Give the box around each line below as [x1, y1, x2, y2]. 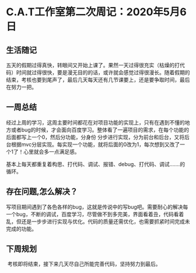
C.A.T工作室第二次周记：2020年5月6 [6, 5, 187, 19]
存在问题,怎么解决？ [6, 186, 78, 196]
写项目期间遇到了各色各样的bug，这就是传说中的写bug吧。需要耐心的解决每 [6, 203, 188, 210]
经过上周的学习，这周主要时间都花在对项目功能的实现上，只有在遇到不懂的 [6, 119, 185, 126]
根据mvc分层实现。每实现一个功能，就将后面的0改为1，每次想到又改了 [10, 141, 180, 148]
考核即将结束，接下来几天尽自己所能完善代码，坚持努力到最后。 [7, 261, 161, 268]
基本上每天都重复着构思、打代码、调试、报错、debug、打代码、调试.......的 [6, 160, 185, 167]
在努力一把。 [6, 84, 37, 91]
